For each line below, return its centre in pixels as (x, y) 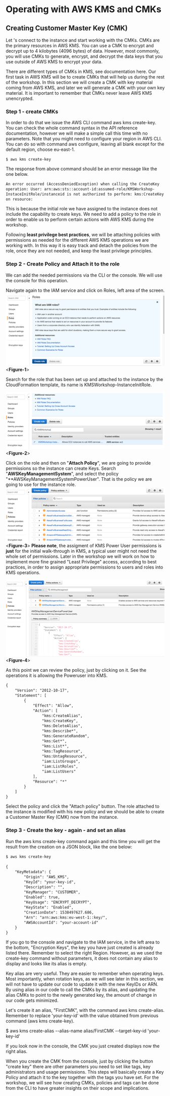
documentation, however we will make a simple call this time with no (77, 133)
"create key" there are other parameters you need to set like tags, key (78, 1066)
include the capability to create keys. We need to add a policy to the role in (83, 214)
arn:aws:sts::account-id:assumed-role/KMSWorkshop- (100, 189)
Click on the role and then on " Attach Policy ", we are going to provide (78, 463)
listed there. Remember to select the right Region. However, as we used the (84, 953)
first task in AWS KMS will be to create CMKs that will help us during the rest (85, 77)
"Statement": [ (31, 696)
